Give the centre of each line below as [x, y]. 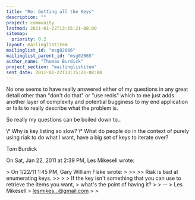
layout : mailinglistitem [37, 45]
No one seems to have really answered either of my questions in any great [97, 89]
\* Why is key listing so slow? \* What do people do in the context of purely [97, 131]
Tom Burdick [22, 149]
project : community [30, 23]
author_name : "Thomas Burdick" [45, 61]
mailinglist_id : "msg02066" [41, 50]
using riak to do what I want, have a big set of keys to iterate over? [87, 138]
